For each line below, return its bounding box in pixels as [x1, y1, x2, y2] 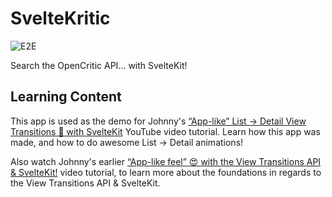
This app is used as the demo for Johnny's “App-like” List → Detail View [10, 115, 307, 127]
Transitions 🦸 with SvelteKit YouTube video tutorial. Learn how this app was [10, 125, 321, 137]
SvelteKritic [10, 7, 111, 30]
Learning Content [10, 88, 122, 106]
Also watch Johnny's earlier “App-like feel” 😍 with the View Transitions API [10, 155, 322, 167]
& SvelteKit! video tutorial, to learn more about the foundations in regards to [10, 166, 322, 178]
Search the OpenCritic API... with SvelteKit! [10, 59, 188, 71]
